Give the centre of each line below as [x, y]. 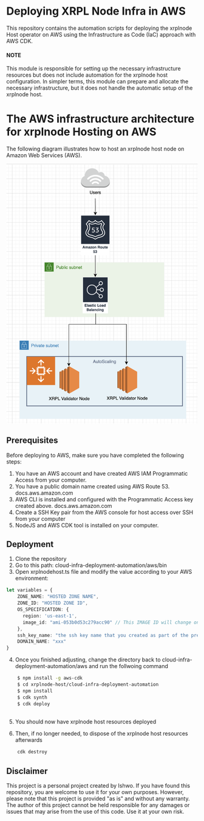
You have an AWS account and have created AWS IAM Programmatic [101, 473]
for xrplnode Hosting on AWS [81, 132]
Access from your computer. [51, 480]
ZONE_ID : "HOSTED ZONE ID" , [53, 603]
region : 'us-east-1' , [50, 616]
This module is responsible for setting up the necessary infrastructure [93, 69]
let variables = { [29, 590]
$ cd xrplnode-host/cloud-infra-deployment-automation [88, 685]
